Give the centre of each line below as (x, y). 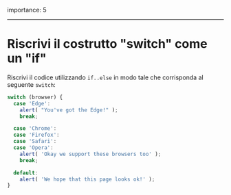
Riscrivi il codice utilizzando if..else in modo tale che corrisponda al (106, 77)
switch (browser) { (35, 97)
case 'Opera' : (33, 148)
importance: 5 (27, 10)
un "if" (27, 58)
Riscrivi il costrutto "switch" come (107, 44)
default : (26, 173)
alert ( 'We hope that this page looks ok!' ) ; (87, 179)
